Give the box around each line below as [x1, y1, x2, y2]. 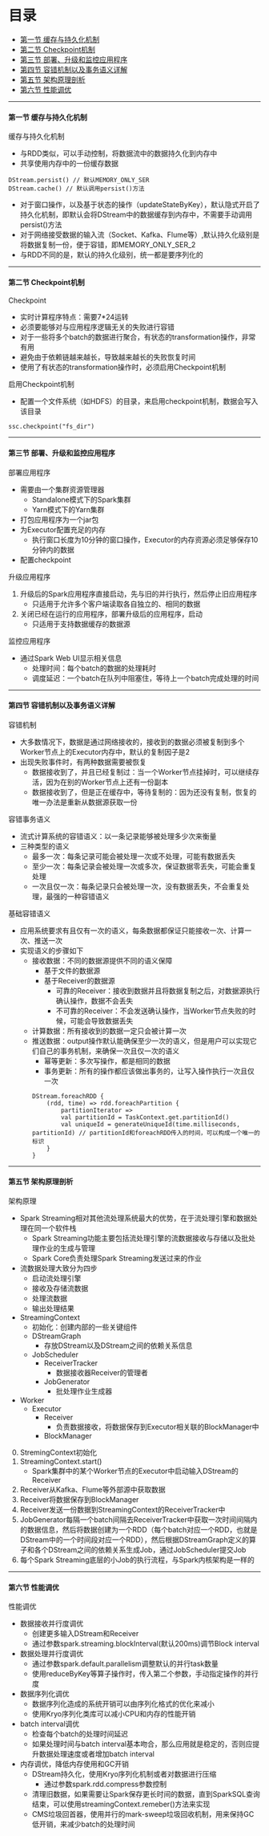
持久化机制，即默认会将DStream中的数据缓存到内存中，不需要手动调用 [19, 210, 252, 220]
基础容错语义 [8, 908, 50, 918]
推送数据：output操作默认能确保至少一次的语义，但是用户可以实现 [31, 1036, 251, 1045]
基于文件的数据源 [43, 966, 101, 975]
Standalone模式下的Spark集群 [31, 495, 131, 504]
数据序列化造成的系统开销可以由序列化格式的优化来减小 [31, 1699, 215, 1709]
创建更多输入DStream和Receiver [31, 1629, 139, 1639]
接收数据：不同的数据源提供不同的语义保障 [31, 955, 173, 965]
